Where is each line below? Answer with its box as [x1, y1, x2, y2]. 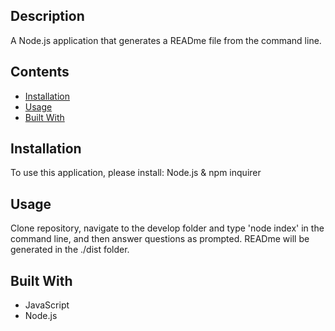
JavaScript [24, 299, 70, 311]
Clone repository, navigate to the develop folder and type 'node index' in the [10, 222, 325, 234]
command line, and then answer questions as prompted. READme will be [10, 233, 310, 245]
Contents [10, 64, 70, 81]
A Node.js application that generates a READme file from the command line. [10, 34, 322, 46]
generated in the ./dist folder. [10, 244, 130, 256]
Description [10, 8, 85, 25]
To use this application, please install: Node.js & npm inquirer [10, 167, 262, 179]
